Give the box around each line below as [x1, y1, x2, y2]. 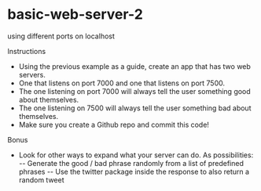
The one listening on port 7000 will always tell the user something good [18, 86, 251, 95]
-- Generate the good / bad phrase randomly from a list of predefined [18, 158, 244, 168]
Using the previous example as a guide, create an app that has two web [18, 61, 251, 71]
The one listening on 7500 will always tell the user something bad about [18, 103, 252, 113]
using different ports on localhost [7, 31, 116, 41]
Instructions [7, 46, 46, 56]
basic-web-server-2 [7, 5, 143, 23]
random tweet [18, 175, 64, 185]
